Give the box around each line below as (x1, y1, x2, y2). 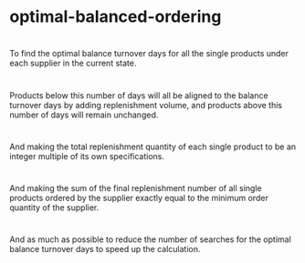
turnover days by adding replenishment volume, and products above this (9, 99, 283, 110)
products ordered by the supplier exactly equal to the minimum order (9, 192, 269, 203)
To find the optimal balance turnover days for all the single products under (9, 48, 289, 59)
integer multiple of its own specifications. (9, 150, 165, 161)
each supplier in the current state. (9, 57, 137, 69)
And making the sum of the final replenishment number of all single (9, 182, 262, 193)
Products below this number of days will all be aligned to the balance (9, 89, 268, 101)
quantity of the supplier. (9, 202, 100, 213)
